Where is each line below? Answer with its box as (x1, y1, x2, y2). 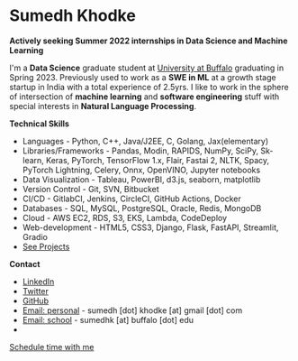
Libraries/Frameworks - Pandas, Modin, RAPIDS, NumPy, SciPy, (22, 145, 259, 156)
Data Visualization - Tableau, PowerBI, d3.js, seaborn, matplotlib (22, 173, 261, 185)
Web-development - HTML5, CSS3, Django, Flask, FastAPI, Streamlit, (22, 222, 279, 233)
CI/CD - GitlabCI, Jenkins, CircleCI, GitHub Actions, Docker (22, 193, 241, 204)
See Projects (22, 241, 70, 252)
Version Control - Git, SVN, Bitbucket (22, 183, 159, 194)
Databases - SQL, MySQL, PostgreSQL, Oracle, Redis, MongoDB (22, 202, 262, 213)
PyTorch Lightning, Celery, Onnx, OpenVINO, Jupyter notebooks (22, 164, 261, 175)
